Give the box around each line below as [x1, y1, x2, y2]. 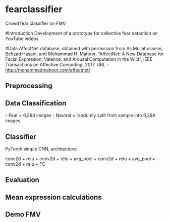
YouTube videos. [5, 35, 40, 42]
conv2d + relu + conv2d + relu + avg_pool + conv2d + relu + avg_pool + [5, 156, 155, 162]
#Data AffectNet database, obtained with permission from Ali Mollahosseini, [5, 45, 163, 51]
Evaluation [5, 176, 39, 184]
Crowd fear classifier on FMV [5, 20, 66, 26]
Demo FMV [5, 210, 41, 219]
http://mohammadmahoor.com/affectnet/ [5, 67, 91, 73]
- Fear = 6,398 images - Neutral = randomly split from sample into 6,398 [5, 113, 155, 119]
